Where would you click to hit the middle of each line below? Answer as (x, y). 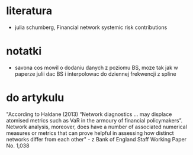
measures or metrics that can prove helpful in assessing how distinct (90, 133)
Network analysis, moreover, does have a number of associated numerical (97, 127)
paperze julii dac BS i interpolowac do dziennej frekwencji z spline (95, 74)
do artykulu (35, 98)
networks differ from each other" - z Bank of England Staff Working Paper (96, 139)
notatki (24, 51)
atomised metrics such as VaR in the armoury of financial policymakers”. (94, 120)
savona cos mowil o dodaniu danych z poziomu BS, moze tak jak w (96, 67)
